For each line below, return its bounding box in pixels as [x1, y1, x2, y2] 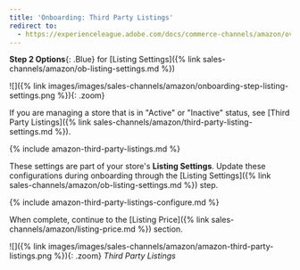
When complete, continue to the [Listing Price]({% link [9, 215, 210, 225]
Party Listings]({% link [9, 117, 92, 127]
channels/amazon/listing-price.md [9, 224, 136, 234]
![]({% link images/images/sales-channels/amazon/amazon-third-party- [9, 241, 274, 252]
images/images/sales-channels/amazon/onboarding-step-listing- [47, 81, 288, 92]
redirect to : [9, 21, 58, 30]
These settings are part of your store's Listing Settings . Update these [9, 161, 266, 172]
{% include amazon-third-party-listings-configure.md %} [9, 197, 220, 208]
